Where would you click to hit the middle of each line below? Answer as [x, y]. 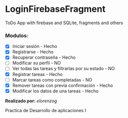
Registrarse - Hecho [33, 52]
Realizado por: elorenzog [31, 101]
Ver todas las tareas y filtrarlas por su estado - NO [64, 69]
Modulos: [17, 36]
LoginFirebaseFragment [55, 9]
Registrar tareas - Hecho [37, 74]
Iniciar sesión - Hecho [35, 46]
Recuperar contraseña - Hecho [44, 57]
